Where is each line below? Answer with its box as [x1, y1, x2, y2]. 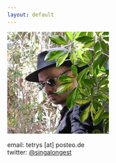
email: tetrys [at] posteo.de [7, 140, 85, 149]
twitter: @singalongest [7, 148, 72, 156]
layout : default [7, 11, 54, 18]
